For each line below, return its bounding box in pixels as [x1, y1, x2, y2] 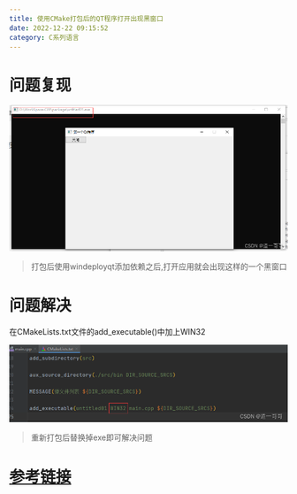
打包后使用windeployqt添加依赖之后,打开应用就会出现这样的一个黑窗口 [30, 261, 287, 272]
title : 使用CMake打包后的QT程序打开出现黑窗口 [9, 14, 164, 23]
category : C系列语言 [9, 33, 80, 42]
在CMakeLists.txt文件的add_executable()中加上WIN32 [9, 326, 206, 336]
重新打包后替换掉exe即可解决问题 [30, 432, 153, 443]
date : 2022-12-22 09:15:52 [9, 23, 109, 33]
